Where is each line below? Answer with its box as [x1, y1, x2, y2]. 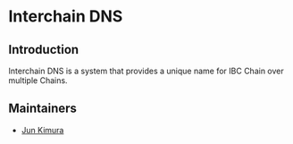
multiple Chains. [8, 75, 68, 86]
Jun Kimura [21, 124, 64, 135]
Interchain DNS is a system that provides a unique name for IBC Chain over [8, 65, 285, 76]
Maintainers [8, 101, 78, 116]
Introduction [8, 42, 80, 57]
